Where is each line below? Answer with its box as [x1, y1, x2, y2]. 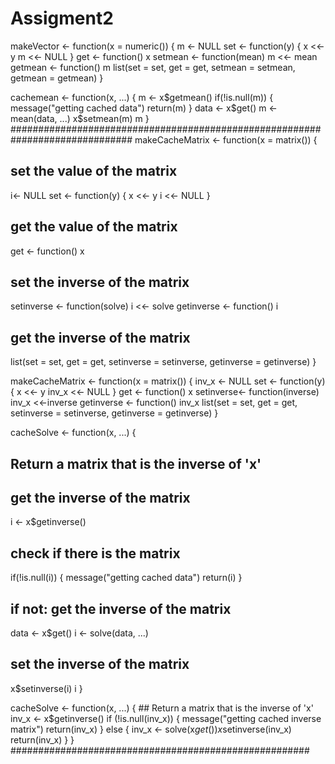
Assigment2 [10, 7, 114, 30]
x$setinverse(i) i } [10, 682, 83, 694]
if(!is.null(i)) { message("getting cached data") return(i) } [10, 572, 243, 584]
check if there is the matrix [10, 545, 181, 562]
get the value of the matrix [10, 218, 178, 236]
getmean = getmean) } [10, 72, 104, 84]
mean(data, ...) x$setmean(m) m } [10, 112, 150, 124]
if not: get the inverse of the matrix [10, 600, 232, 617]
